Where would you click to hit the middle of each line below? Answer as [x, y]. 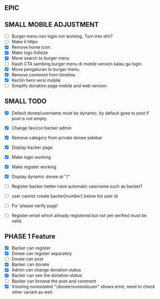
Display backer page [32, 147]
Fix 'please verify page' [35, 206]
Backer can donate [30, 264]
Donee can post [27, 259]
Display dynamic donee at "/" [41, 176]
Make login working [31, 157]
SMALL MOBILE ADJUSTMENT [52, 25]
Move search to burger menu [40, 58]
